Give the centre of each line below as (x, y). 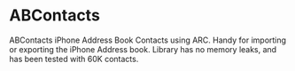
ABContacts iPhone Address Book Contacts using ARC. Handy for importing (147, 40)
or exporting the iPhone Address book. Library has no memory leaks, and (143, 49)
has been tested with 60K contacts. (74, 59)
